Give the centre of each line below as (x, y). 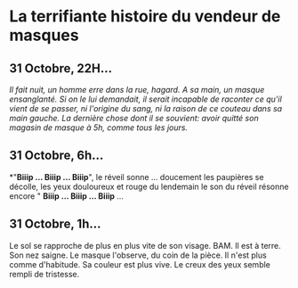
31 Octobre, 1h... (55, 224)
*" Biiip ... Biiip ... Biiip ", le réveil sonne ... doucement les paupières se (137, 177)
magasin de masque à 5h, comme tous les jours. (99, 128)
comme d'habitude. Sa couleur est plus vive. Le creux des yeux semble (140, 264)
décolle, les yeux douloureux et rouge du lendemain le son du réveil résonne (149, 186)
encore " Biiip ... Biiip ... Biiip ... (67, 196)
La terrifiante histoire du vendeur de (145, 16)
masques (44, 35)
